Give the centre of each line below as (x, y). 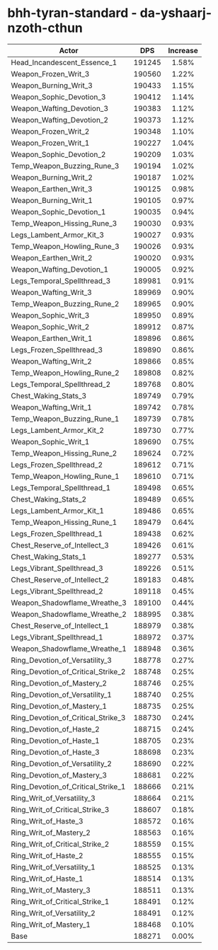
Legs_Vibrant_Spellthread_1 (57, 637)
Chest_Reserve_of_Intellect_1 (60, 625)
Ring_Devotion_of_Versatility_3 (61, 660)
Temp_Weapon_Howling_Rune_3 (65, 246)
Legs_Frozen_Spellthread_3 (57, 349)
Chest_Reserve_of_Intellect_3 (60, 545)
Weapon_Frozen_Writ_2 (50, 131)
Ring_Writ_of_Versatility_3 (53, 798)
